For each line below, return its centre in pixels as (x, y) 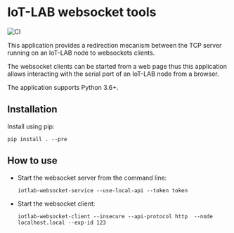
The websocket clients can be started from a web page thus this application (117, 66)
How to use (32, 161)
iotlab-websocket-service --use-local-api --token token (103, 190)
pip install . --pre (38, 139)
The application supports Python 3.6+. (63, 87)
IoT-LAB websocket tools (82, 12)
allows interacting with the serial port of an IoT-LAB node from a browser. (113, 74)
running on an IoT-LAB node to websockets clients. (81, 53)
